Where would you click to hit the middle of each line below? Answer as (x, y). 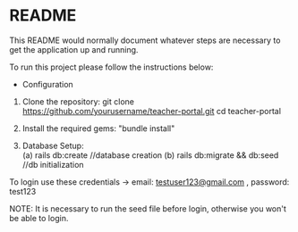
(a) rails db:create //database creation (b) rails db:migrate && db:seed (150, 155)
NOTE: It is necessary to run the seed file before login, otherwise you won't (148, 208)
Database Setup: (53, 145)
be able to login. (39, 218)
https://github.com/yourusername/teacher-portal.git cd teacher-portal (152, 111)
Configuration (47, 84)
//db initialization (53, 164)
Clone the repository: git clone (78, 101)
